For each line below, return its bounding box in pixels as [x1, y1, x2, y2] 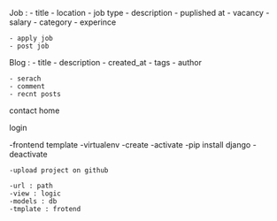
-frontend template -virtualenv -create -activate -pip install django [9, 140, 251, 149]
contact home [9, 105, 60, 116]
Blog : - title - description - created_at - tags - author [9, 57, 202, 67]
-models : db [9, 197, 58, 206]
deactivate [9, 149, 48, 159]
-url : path [9, 181, 53, 190]
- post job [9, 42, 50, 50]
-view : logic [9, 189, 62, 198]
